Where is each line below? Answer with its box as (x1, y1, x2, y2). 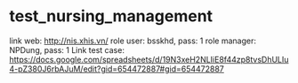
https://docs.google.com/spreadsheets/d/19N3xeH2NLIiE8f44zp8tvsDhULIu (9, 54, 289, 64)
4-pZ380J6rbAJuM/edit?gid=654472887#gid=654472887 (9, 64, 225, 74)
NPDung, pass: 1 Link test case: (9, 44, 125, 55)
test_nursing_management (9, 6, 213, 26)
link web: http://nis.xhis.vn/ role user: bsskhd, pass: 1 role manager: (9, 35, 256, 46)
